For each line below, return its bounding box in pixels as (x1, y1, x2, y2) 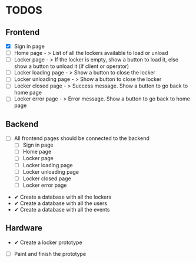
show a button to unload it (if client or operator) (14, 63, 129, 70)
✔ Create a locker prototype (14, 239, 83, 246)
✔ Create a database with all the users (14, 199, 107, 207)
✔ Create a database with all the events (14, 206, 110, 213)
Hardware (5, 223, 42, 233)
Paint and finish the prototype (14, 250, 87, 257)
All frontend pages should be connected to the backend (14, 135, 150, 142)
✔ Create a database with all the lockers (14, 193, 112, 200)
